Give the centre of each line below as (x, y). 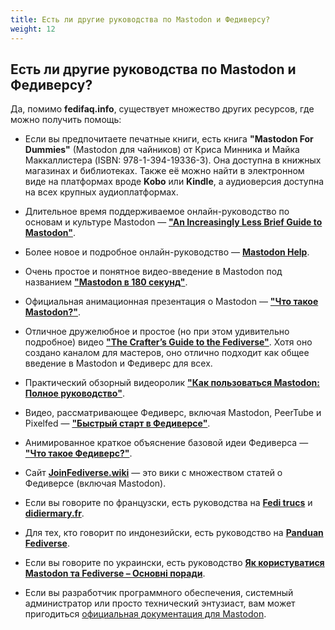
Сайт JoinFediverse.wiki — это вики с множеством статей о (153, 473)
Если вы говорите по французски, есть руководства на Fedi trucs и (168, 503)
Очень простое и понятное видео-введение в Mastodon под (153, 272)
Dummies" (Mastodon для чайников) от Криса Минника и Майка (162, 150)
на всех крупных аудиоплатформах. (101, 192)
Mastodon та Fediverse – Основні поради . (115, 573)
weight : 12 (33, 29)
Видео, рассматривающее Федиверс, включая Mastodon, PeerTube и (173, 413)
